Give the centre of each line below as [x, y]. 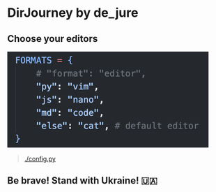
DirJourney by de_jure [73, 13]
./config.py [40, 159]
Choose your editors [53, 39]
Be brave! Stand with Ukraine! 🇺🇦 [83, 180]
